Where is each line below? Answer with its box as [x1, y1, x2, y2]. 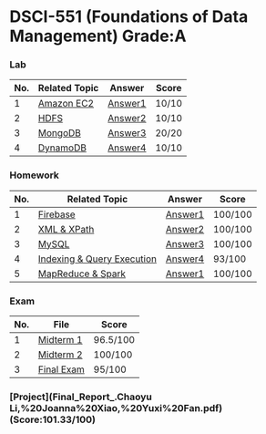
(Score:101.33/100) [9, 413, 96, 426]
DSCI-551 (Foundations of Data [9, 6, 249, 27]
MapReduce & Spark [37, 267, 126, 280]
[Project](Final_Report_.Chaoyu [9, 390, 152, 403]
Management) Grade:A [9, 26, 187, 46]
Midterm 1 [37, 334, 84, 346]
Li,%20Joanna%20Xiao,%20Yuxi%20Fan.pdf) [9, 402, 223, 414]
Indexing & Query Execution [37, 253, 158, 265]
